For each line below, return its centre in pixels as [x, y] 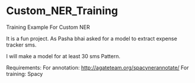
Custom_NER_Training [62, 11]
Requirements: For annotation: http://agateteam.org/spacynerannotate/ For [97, 67]
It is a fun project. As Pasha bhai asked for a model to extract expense [92, 38]
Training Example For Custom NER [48, 27]
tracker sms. [21, 45]
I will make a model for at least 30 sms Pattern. [63, 56]
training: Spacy [25, 74]
